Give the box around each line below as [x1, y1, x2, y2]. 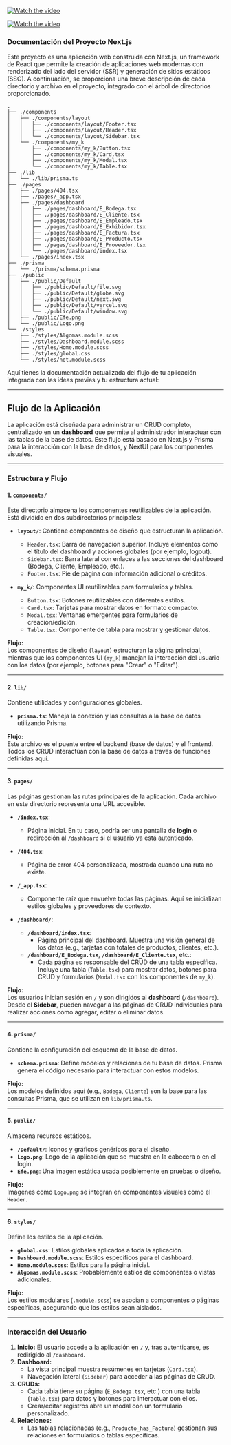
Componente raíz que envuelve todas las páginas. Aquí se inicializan [27, 894, 222, 903]
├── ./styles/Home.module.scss [19, 344, 109, 351]
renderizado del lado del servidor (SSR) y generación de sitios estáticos [7, 68, 211, 76]
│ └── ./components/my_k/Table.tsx [7, 163, 128, 170]
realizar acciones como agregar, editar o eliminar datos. [7, 1007, 165, 1016]
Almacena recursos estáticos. [7, 1132, 91, 1140]
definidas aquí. [7, 754, 49, 763]
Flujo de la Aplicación [7, 402, 101, 414]
